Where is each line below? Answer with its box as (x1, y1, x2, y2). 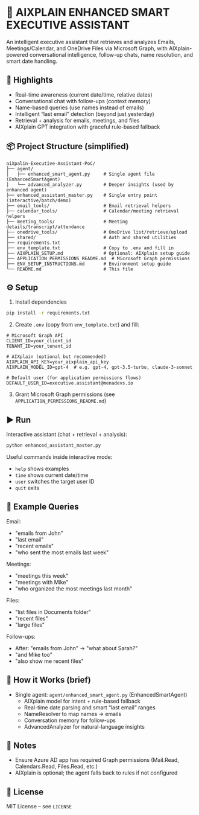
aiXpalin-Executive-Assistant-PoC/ (6, 160, 96, 167)
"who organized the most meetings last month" (14, 585, 133, 592)
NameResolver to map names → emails (24, 710, 122, 717)
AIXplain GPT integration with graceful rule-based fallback (14, 123, 160, 130)
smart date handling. (6, 57, 58, 65)
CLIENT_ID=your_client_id (6, 338, 71, 344)
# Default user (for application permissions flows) (6, 375, 142, 381)
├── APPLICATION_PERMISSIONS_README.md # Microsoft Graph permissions (6, 255, 190, 261)
